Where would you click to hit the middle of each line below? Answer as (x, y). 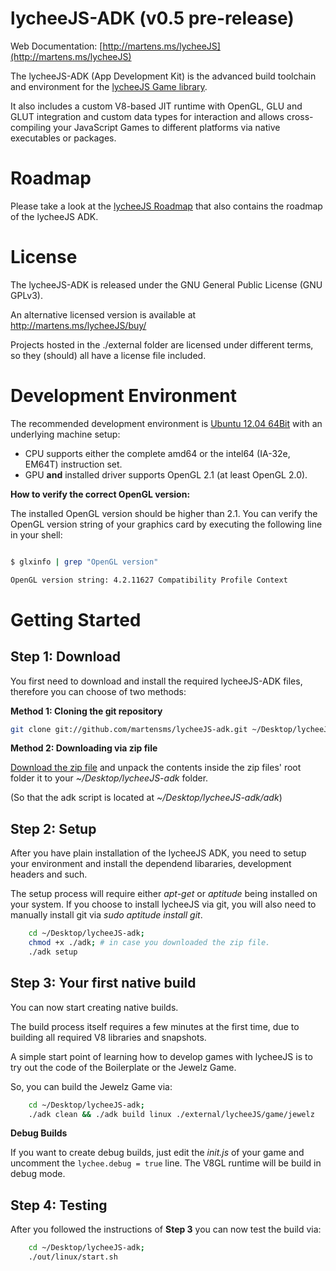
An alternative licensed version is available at (103, 314)
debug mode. (38, 1174)
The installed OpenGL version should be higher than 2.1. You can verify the (164, 513)
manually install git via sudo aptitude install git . (106, 915)
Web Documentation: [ (56, 46)
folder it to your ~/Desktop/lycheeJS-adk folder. (109, 778)
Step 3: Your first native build (103, 983)
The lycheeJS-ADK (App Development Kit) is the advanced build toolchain (163, 76)
